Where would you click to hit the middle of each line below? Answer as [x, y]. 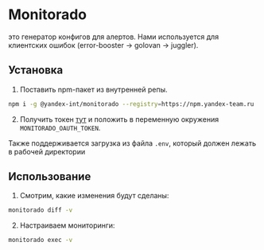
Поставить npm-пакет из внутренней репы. [93, 89]
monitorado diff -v [41, 210]
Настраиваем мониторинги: [67, 225]
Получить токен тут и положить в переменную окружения [119, 119]
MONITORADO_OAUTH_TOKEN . [60, 127]
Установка [36, 70]
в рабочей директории [47, 151]
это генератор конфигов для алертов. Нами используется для [114, 37]
